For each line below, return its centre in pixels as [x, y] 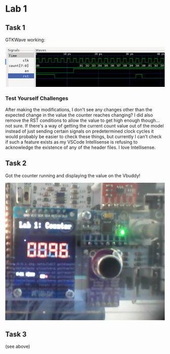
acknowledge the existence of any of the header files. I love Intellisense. [80, 147]
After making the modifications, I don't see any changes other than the [79, 109]
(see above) [18, 346]
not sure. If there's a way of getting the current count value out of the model [84, 125]
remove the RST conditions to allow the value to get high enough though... [82, 120]
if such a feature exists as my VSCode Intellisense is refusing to [72, 142]
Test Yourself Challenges [37, 99]
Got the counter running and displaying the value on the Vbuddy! [73, 175]
